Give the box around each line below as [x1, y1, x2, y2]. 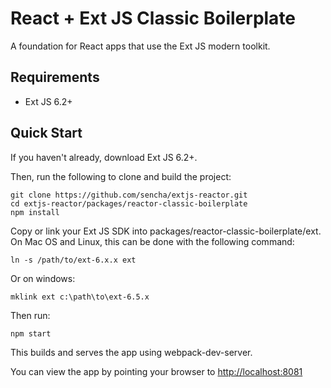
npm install [10, 207, 60, 217]
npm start [10, 328, 52, 339]
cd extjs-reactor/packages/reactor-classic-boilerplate [10, 198, 248, 209]
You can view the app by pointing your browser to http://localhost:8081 [10, 365, 303, 377]
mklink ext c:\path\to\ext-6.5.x [10, 292, 150, 302]
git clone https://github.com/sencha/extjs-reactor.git [10, 190, 248, 200]
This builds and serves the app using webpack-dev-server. [10, 346, 253, 358]
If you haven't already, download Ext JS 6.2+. [10, 151, 198, 163]
